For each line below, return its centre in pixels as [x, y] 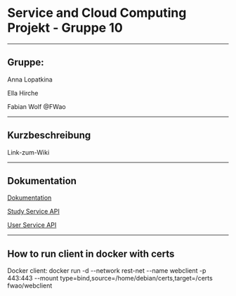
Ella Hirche [23, 93]
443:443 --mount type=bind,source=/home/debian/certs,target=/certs [110, 278]
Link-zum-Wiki [28, 152]
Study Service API [33, 212]
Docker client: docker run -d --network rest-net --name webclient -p [107, 271]
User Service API [32, 225]
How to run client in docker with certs [91, 253]
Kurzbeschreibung [49, 135]
